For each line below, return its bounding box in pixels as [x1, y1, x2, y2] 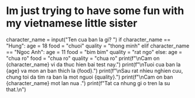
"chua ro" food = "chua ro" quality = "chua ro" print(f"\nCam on [6, 55, 160, 62]
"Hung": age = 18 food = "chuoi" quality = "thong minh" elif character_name [6, 42, 190, 49]
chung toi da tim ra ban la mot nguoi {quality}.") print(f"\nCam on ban [6, 73, 173, 80]
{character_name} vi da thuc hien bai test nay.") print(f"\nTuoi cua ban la [6, 60, 181, 68]
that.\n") [6, 86, 26, 93]
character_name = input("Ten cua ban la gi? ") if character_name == [6, 36, 171, 43]
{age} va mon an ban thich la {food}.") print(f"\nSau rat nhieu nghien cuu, [6, 67, 183, 74]
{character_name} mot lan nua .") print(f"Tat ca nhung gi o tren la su [6, 79, 170, 86]
